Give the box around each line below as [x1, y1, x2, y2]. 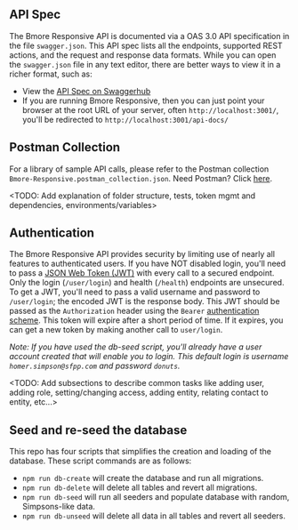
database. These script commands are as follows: [9, 455, 192, 466]
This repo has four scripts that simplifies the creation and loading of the [9, 446, 271, 457]
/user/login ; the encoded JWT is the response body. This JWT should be [9, 296, 280, 307]
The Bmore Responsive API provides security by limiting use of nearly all [9, 249, 276, 260]
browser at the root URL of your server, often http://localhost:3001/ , [21, 104, 279, 115]
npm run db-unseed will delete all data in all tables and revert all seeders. [21, 510, 286, 521]
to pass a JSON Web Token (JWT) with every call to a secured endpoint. [9, 268, 275, 278]
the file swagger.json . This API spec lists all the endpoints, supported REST [9, 40, 283, 51]
